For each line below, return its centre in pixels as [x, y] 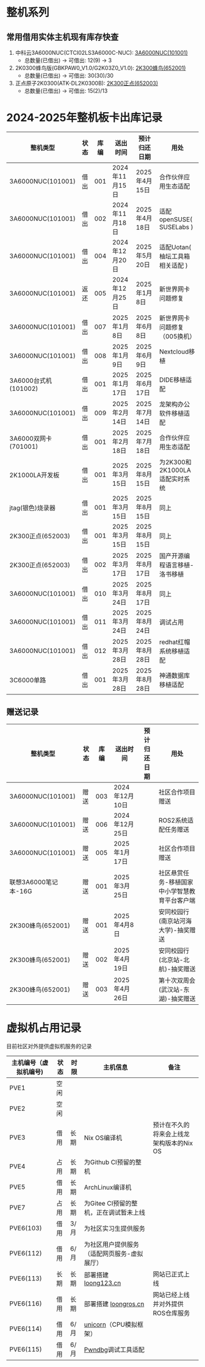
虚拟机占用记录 [44, 1028]
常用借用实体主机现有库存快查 [63, 37]
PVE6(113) [26, 1278]
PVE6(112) [26, 1253]
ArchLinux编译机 [108, 1187]
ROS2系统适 [176, 820]
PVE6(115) [26, 1349]
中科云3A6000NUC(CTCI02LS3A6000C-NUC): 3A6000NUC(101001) [101, 53]
